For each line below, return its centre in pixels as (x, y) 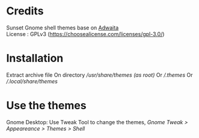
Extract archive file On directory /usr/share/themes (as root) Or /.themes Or (99, 75)
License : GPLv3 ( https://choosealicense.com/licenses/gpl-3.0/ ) (85, 34)
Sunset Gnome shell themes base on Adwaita (63, 28)
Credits (25, 11)
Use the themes (46, 106)
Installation (35, 58)
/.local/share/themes (32, 81)
